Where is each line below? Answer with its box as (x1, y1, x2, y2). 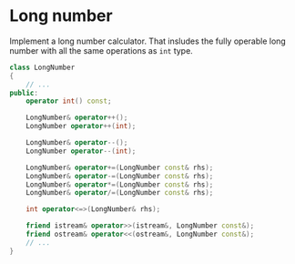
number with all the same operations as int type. (9, 45, 193, 56)
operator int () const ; (25, 96, 112, 106)
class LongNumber (9, 63, 76, 72)
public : (9, 88, 39, 97)
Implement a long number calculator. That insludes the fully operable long (9, 36, 287, 46)
